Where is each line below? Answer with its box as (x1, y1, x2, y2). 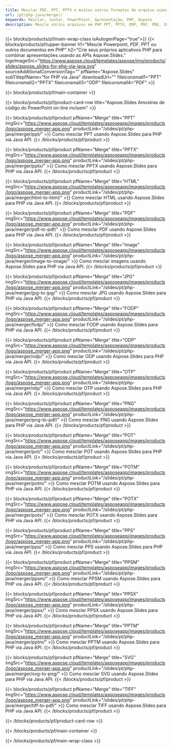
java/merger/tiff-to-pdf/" (5, 702, 57, 708)
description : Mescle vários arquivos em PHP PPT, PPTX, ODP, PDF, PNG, (5, 22, 161, 27)
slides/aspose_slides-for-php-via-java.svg (5, 63, 95, 69)
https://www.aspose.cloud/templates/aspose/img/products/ (39, 57, 166, 64)
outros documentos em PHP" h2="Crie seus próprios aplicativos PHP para (5, 47, 162, 53)
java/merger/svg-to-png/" (5, 671, 60, 677)
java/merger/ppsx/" (5, 607, 47, 614)
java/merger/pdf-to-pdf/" (5, 226, 58, 232)
